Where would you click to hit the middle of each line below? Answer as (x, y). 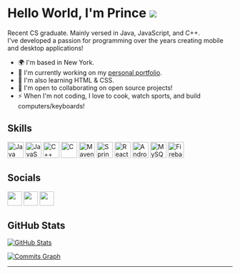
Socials (24, 178)
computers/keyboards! (51, 106)
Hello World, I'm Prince (77, 13)
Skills (20, 129)
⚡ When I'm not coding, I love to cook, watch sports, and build (109, 96)
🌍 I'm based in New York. (56, 62)
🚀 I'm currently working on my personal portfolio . (90, 72)
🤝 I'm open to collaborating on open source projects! (95, 88)
